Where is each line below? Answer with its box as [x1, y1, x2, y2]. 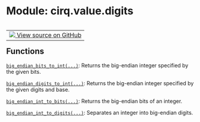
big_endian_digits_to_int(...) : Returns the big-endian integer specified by [6, 80, 194, 87]
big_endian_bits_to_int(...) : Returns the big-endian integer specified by [6, 62, 189, 69]
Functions [6, 46, 45, 56]
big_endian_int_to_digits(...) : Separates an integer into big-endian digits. [6, 109, 193, 117]
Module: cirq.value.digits [6, 4, 134, 18]
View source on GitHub [17, 31, 82, 39]
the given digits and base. [6, 86, 70, 93]
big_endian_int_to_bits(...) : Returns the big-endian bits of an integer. [6, 98, 183, 105]
